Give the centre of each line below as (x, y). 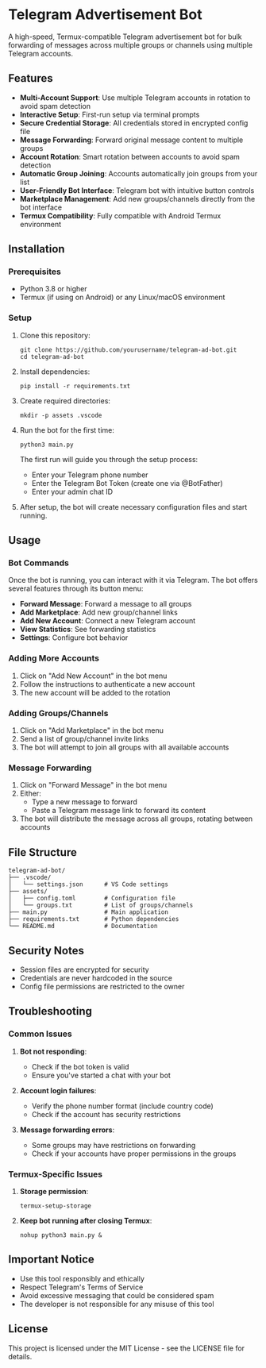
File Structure (42, 852)
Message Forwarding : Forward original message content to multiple (131, 140)
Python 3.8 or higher (53, 289)
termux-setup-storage (55, 1206)
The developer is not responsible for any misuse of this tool (117, 1304)
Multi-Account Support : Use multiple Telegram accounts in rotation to (135, 98)
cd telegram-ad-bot (52, 356)
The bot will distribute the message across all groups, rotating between (136, 819)
